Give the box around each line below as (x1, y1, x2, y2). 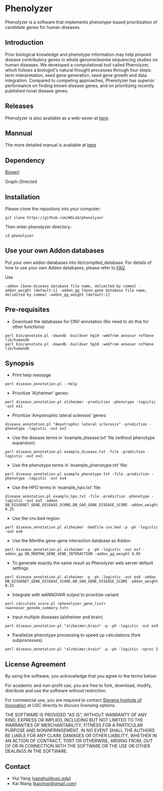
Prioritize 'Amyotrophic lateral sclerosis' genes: (12, 413, 107, 418)
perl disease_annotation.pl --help (5, 382, 78, 387)
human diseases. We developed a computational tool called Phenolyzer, (5, 62, 150, 67)
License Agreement (5, 660, 66, 668)
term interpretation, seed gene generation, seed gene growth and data (5, 72, 147, 78)
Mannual (5, 129, 33, 137)
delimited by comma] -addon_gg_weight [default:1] (5, 292, 110, 297)
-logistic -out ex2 (26, 426, 67, 431)
